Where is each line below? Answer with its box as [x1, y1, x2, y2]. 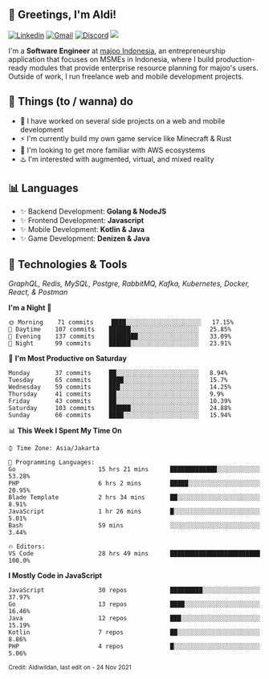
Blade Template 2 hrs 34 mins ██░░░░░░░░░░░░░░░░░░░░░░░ [8, 494, 261, 502]
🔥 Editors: [8, 543, 46, 551]
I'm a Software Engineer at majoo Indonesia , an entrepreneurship [8, 46, 226, 55]
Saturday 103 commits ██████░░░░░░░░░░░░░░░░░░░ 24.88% [8, 405, 231, 413]
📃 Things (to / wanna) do [8, 95, 134, 108]
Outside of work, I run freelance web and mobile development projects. [8, 71, 244, 81]
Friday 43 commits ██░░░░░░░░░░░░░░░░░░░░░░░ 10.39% [8, 397, 231, 405]
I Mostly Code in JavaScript [8, 571, 103, 580]
